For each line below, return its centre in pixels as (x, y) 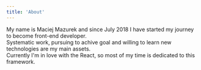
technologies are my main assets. (49, 49)
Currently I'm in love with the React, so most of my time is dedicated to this (101, 55)
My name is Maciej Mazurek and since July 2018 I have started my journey (100, 29)
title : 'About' (26, 12)
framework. (21, 61)
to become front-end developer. (47, 36)
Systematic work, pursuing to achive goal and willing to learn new (89, 42)
